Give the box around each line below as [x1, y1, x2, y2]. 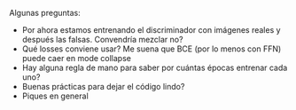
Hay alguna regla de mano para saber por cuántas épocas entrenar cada [21, 62, 288, 73]
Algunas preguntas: [9, 8, 82, 18]
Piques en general [21, 90, 89, 101]
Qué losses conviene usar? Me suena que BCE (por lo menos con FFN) [21, 43, 282, 54]
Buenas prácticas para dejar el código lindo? [21, 82, 185, 91]
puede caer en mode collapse [21, 53, 131, 63]
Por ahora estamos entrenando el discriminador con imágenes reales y [21, 25, 281, 35]
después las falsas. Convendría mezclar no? [21, 35, 183, 44]
